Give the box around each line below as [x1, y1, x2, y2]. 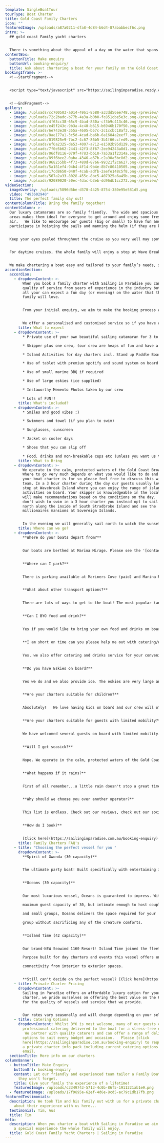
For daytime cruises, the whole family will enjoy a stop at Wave [9, 250, 147, 254]
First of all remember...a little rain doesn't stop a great [22, 783, 150, 789]
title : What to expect [18, 325, 64, 330]
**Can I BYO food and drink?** [22, 614, 86, 618]
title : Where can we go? [18, 526, 69, 531]
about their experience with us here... [14, 1103, 97, 1108]
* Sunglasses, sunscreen [22, 427, 73, 432]
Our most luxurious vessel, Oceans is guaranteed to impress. [22, 893, 152, 899]
